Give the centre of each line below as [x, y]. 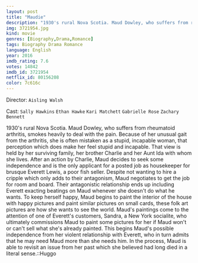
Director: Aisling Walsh [34, 100]
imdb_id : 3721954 [27, 72]
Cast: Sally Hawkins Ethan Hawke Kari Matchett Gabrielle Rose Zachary [93, 111]
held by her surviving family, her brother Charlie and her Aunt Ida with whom [99, 153]
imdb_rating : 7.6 [27, 61]
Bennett [16, 117]
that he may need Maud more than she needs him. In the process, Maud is [96, 241]
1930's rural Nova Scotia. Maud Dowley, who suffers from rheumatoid [91, 128]
